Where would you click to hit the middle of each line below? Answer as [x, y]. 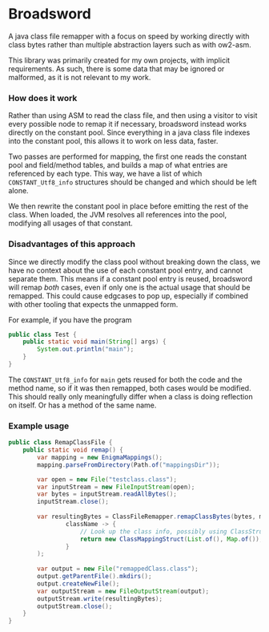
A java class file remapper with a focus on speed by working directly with [129, 36]
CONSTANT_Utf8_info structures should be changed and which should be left [133, 182]
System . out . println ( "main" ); [86, 350]
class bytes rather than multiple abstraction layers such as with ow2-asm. [130, 44]
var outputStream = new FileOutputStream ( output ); [123, 591]
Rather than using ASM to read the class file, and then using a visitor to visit [133, 115]
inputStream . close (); [73, 502]
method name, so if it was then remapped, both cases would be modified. [130, 388]
